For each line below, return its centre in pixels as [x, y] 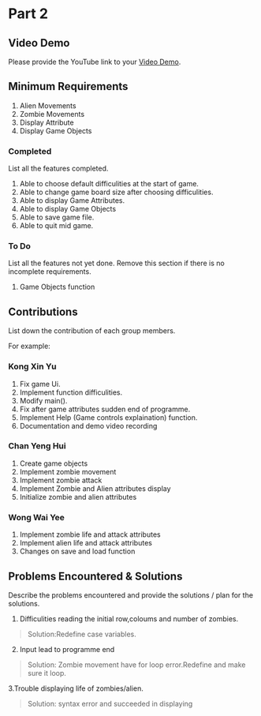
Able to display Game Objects [68, 209]
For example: [30, 346]
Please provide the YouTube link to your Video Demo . [95, 62]
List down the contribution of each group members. [92, 331]
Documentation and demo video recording [88, 425]
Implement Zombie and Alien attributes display [95, 488]
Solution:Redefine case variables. [82, 634]
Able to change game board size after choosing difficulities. [116, 192]
